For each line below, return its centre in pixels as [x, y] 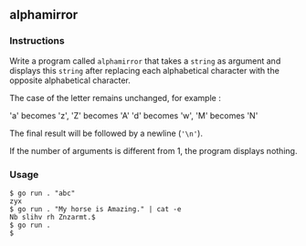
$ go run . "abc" [42, 193]
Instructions [37, 41]
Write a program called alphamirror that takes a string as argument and [145, 61]
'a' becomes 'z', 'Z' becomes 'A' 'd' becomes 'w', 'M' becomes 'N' [134, 115]
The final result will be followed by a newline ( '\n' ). [106, 133]
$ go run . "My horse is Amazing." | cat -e [95, 209]
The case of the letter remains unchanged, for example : [115, 97]
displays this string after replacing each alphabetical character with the [145, 70]
